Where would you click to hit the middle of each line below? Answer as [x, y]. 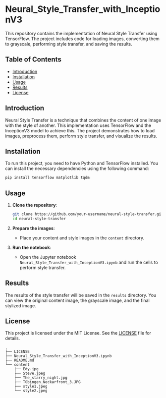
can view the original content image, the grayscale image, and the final [77, 300]
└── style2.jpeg [31, 391]
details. [13, 339]
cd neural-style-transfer [39, 219]
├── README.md [20, 360]
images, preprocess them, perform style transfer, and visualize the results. [81, 136]
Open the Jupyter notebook [48, 257]
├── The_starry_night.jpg [41, 378]
